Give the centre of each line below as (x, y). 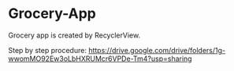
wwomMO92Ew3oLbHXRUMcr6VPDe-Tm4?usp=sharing (100, 59)
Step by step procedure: (47, 50)
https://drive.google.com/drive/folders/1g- (157, 50)
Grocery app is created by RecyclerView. (74, 35)
